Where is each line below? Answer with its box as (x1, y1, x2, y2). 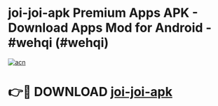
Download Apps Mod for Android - (8, 20, 212, 36)
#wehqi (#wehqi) (8, 35, 109, 51)
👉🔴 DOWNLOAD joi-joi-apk (8, 84, 172, 100)
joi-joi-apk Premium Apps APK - (8, 5, 198, 21)
